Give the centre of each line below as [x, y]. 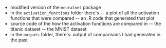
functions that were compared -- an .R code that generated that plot [82, 18]
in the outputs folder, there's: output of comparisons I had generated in [85, 34]
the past [19, 40]
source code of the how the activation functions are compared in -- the [86, 23]
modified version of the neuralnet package [56, 7]
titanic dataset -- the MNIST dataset [48, 29]
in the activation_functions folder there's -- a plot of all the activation [85, 13]
